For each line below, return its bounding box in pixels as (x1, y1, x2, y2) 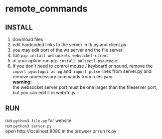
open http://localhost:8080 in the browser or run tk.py (5, 128, 117, 134)
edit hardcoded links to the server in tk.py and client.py (12, 42, 127, 48)
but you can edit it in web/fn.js (12, 90, 75, 95)
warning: (12, 79, 32, 85)
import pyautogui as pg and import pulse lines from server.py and (12, 68, 152, 74)
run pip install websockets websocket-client (12, 52, 109, 58)
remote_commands (5, 3, 88, 15)
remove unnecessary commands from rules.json (12, 74, 113, 79)
